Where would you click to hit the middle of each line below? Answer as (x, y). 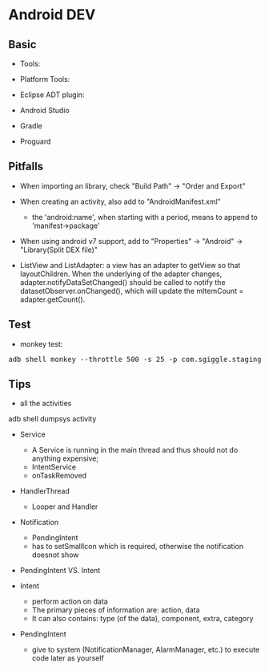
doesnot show (55, 555)
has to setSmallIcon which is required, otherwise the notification (138, 547)
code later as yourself (68, 658)
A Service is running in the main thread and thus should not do (135, 450)
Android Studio (44, 110)
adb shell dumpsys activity (52, 419)
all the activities (46, 404)
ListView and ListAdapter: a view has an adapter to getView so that (130, 265)
